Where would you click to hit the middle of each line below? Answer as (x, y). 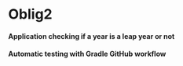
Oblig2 (30, 14)
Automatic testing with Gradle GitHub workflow (87, 54)
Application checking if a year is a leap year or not (91, 36)
